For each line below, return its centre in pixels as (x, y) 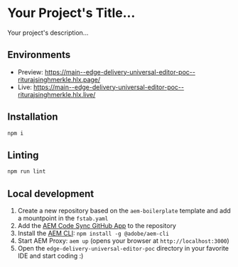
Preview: (31, 72)
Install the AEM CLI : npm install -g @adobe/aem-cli (93, 233)
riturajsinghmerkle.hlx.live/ (56, 94)
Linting (23, 155)
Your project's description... (48, 33)
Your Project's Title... (71, 13)
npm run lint (27, 171)
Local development (51, 194)
